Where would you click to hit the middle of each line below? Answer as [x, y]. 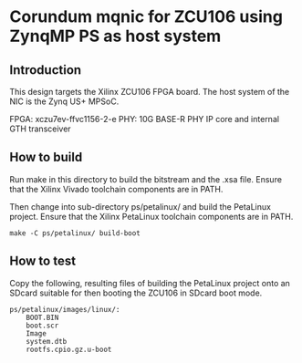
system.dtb [47, 341]
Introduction [46, 70]
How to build [46, 157]
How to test [42, 261]
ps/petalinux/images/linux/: [65, 309]
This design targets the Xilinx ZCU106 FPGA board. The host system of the [150, 92]
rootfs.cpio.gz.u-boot [69, 349]
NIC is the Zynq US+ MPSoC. [64, 101]
